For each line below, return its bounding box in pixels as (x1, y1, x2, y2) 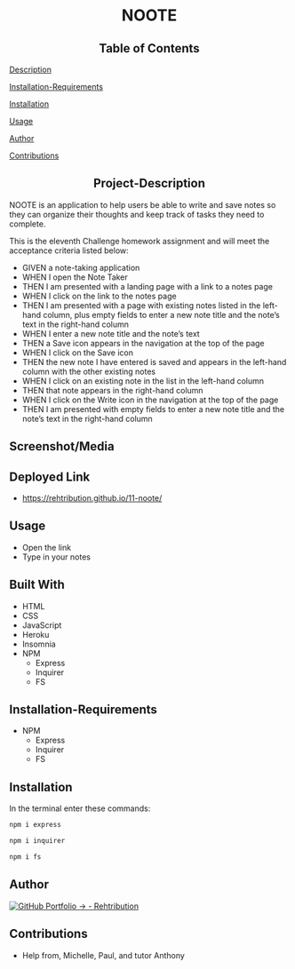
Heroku (21, 629, 50, 639)
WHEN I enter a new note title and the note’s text (21, 328, 200, 338)
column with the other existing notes (21, 366, 156, 377)
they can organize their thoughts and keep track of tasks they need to (9, 209, 265, 219)
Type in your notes (21, 552, 92, 562)
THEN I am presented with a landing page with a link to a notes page (21, 281, 274, 291)
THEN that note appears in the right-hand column (21, 385, 203, 395)
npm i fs (9, 853, 42, 862)
